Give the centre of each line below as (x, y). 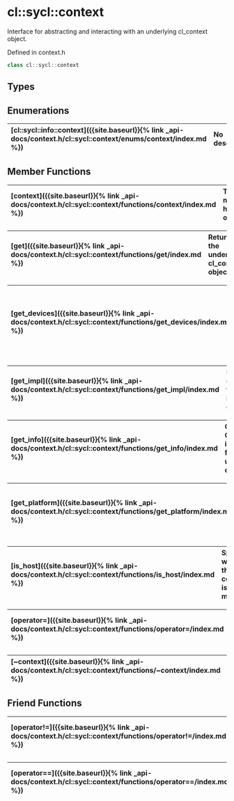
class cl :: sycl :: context (43, 65)
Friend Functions (45, 703)
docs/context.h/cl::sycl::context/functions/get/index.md (106, 254)
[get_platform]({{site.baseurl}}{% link (74, 502)
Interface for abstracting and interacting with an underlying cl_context (107, 31)
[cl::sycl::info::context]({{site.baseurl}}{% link (87, 130)
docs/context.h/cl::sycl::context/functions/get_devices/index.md (121, 322)
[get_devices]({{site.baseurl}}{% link (73, 313)
